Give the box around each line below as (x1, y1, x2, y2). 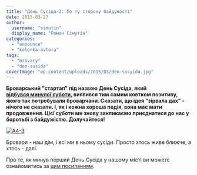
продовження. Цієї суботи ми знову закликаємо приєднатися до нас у (6, 110, 189, 117)
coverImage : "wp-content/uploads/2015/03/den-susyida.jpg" (6, 69, 154, 75)
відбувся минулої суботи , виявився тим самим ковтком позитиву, (6, 91, 178, 98)
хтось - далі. (6, 145, 38, 152)
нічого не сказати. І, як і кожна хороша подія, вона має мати (6, 103, 163, 110)
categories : (6, 36, 35, 42)
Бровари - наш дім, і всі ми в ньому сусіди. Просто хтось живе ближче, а (6, 139, 192, 146)
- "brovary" (11, 58, 41, 63)
